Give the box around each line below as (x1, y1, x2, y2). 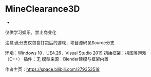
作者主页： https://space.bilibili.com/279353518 (5, 66, 100, 72)
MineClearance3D (5, 3, 80, 15)
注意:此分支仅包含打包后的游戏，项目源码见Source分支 (5, 40, 114, 46)
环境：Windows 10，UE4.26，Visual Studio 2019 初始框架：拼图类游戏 (5, 50, 147, 56)
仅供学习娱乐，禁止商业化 (5, 29, 57, 35)
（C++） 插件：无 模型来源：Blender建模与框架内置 (5, 56, 109, 62)
